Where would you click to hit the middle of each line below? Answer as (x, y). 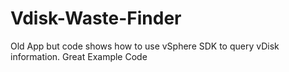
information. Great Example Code (79, 56)
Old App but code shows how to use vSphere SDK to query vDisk (145, 46)
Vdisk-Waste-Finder (96, 18)
